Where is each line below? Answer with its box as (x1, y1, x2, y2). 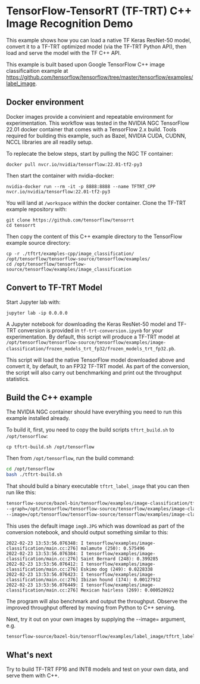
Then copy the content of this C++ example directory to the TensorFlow (6, 233, 183, 240)
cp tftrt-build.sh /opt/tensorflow (6, 444, 95, 450)
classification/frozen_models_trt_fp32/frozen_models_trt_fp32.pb (6, 346, 174, 352)
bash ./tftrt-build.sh (6, 472, 62, 478)
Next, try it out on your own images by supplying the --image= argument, (6, 615, 186, 623)
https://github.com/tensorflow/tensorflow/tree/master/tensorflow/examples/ (6, 73, 193, 81)
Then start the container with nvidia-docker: (6, 172, 114, 179)
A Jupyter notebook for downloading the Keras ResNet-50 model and (6, 321, 177, 328)
